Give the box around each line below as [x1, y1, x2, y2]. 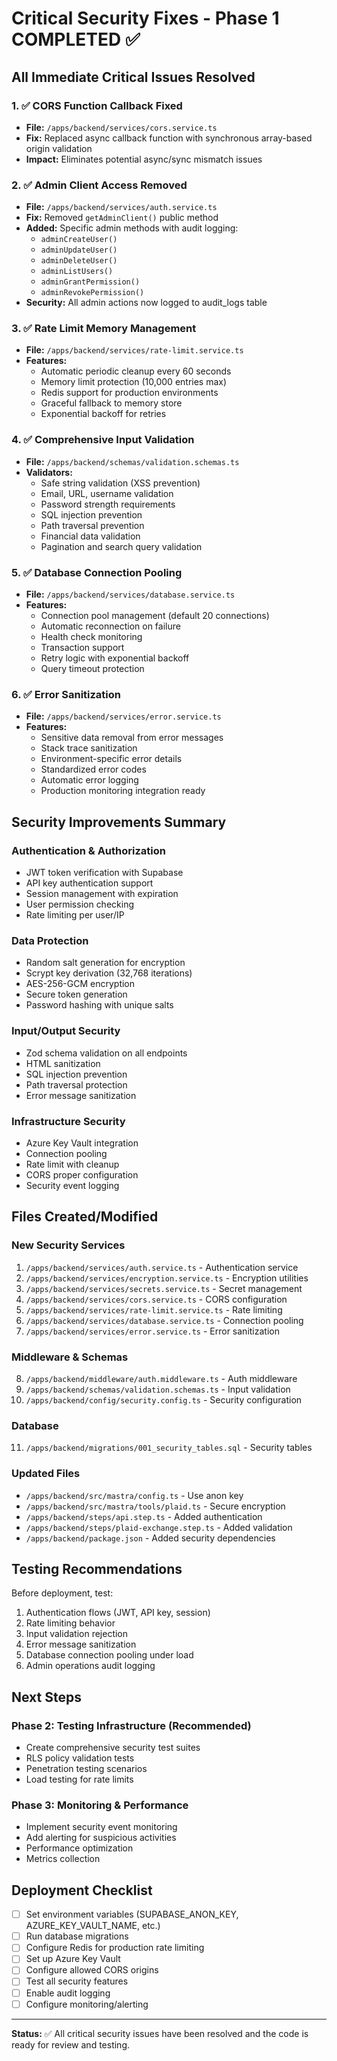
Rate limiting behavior [25, 1617, 116, 1629]
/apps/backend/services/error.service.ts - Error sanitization [25, 1325, 280, 1337]
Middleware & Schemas [11, 1350, 129, 1364]
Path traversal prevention [40, 519, 145, 531]
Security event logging [25, 1179, 120, 1191]
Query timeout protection [40, 663, 145, 675]
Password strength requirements [40, 498, 176, 510]
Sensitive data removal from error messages [40, 732, 224, 744]
